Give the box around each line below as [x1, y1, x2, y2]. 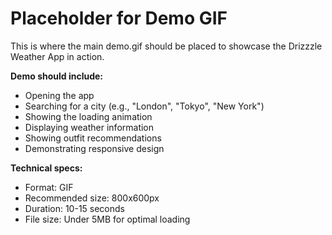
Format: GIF [24, 181, 74, 193]
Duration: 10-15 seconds [24, 202, 125, 214]
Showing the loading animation [24, 110, 153, 122]
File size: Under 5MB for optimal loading [24, 213, 191, 225]
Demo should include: [10, 70, 104, 82]
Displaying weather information [24, 121, 155, 133]
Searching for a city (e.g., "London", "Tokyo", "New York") [24, 100, 265, 112]
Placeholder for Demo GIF [10, 7, 228, 30]
